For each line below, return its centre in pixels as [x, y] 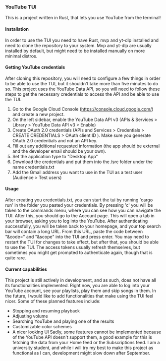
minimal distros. [21, 56]
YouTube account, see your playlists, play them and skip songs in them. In [81, 291]
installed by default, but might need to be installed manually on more [75, 51]
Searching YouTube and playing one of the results [63, 321]
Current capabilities [26, 269]
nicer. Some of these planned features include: [53, 301]
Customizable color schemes [42, 327]
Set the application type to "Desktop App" [55, 156]
